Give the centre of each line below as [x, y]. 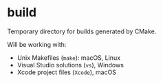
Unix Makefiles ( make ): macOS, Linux [69, 57]
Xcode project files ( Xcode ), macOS [67, 72]
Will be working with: [37, 44]
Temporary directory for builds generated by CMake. [82, 31]
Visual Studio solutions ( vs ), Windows [70, 65]
